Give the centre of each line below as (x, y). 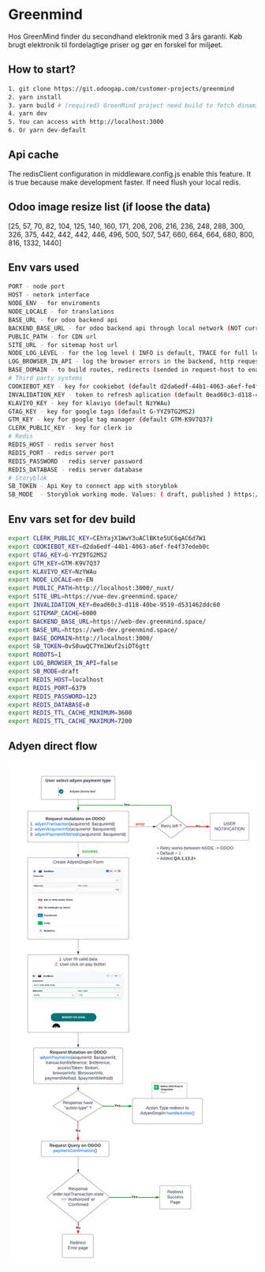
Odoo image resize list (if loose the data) (110, 207)
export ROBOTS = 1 (35, 655)
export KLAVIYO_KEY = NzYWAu (52, 572)
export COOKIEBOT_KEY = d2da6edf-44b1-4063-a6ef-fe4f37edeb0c (109, 546)
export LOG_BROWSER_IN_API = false (63, 663)
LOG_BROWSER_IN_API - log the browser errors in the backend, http (121, 362)
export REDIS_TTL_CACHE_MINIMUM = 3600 (70, 713)
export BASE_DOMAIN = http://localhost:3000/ (81, 638)
